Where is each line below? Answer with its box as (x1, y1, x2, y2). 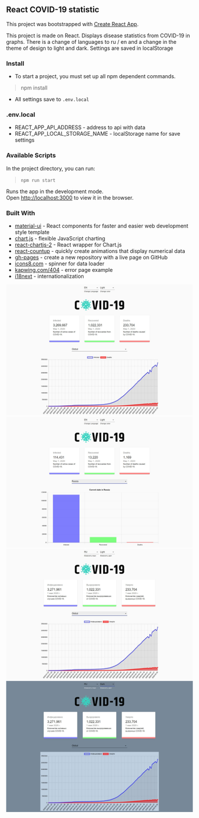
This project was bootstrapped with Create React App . (6, 20, 139, 27)
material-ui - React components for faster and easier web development (14, 222, 188, 229)
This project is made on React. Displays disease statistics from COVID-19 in (6, 32, 191, 39)
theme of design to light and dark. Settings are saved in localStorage (6, 44, 174, 52)
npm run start (20, 177, 56, 183)
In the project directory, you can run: (6, 165, 95, 172)
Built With (6, 208, 36, 217)
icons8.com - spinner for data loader (14, 260, 105, 267)
